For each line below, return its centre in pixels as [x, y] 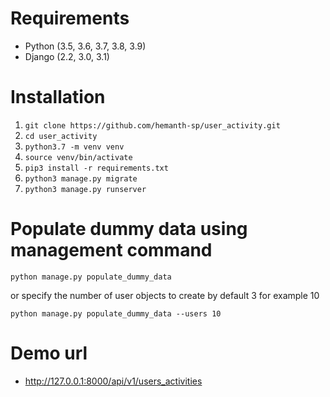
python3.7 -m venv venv [74, 147]
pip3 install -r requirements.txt [96, 168]
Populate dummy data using [129, 229]
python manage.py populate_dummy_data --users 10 [116, 313]
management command [111, 250]
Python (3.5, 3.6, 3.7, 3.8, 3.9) [85, 46]
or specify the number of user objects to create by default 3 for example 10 [165, 295]
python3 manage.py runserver [85, 189]
